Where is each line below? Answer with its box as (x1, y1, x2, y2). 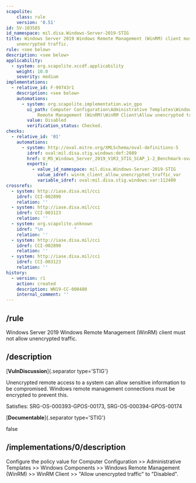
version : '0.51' (16, 19, 57, 25)
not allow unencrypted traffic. (6, 335, 78, 342)
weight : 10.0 (16, 68, 48, 74)
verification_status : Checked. (27, 123, 103, 129)
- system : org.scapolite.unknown (11, 221, 93, 227)
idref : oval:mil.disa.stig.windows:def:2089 (27, 150, 137, 156)
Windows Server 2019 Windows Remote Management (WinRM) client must (6, 328, 185, 335)
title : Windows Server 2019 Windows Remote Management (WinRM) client (6, 36, 181, 42)
